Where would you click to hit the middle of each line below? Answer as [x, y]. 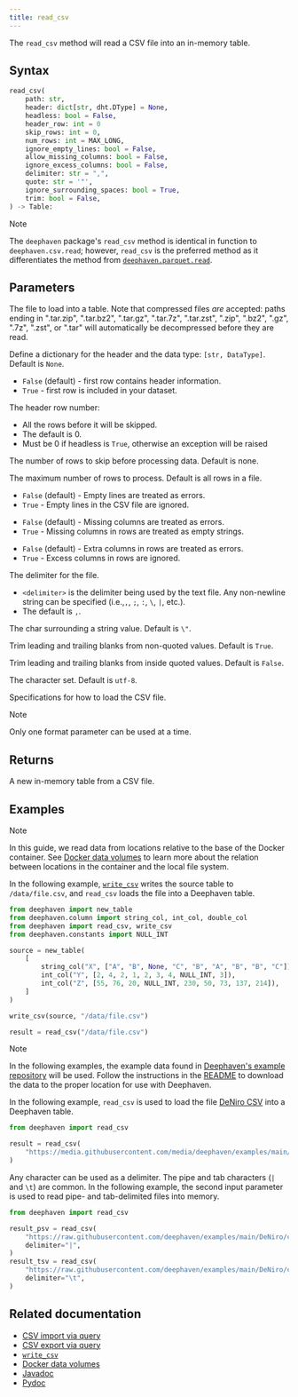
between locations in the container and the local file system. [119, 866]
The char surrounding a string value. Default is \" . [101, 629]
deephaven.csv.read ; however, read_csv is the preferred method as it [134, 250]
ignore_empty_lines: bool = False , [91, 149]
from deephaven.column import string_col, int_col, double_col [129, 917]
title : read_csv [39, 17]
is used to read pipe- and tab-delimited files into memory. [114, 1196]
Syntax [29, 71]
